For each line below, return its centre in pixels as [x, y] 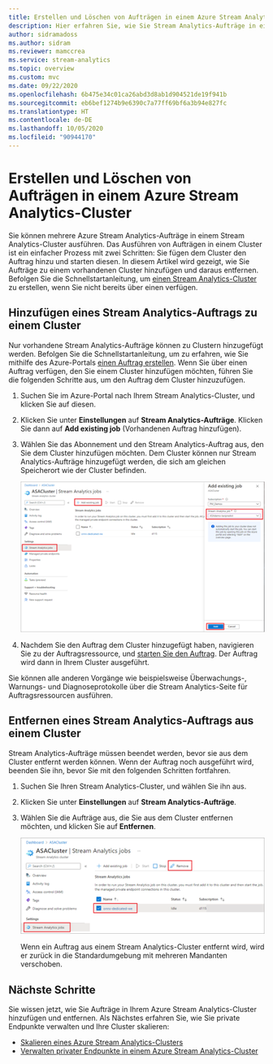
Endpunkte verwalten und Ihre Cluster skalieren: [89, 1027]
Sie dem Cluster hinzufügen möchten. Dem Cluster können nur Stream [138, 453]
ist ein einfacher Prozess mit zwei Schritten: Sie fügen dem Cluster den [127, 253]
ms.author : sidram [39, 43]
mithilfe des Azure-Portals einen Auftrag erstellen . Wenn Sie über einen [128, 363]
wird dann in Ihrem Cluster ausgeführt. [85, 662]
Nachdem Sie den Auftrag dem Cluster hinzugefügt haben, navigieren [137, 645]
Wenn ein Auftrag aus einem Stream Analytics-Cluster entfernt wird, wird [142, 947]
